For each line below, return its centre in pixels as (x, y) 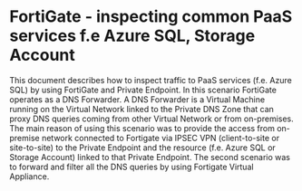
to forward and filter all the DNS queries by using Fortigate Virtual (132, 167)
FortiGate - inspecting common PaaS (151, 17)
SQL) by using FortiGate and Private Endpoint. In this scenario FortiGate (143, 90)
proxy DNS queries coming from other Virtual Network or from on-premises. (152, 119)
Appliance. (29, 176)
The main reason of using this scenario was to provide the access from (142, 128)
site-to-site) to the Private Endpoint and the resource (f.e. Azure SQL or (143, 148)
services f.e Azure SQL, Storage (132, 36)
